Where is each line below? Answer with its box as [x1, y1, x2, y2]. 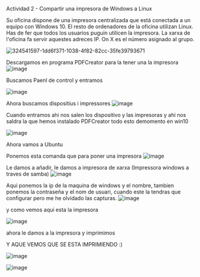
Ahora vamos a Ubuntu [6, 141, 63, 148]
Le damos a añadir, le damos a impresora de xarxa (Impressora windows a [6, 164, 189, 171]
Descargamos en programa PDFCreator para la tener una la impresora [6, 59, 179, 66]
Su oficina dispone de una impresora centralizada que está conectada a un [6, 17, 191, 23]
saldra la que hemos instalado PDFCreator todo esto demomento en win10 [6, 118, 189, 125]
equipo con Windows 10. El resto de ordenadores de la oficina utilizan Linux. [6, 23, 194, 30]
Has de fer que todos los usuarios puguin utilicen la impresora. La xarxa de [6, 29, 191, 36]
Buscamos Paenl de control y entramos [6, 77, 103, 84]
